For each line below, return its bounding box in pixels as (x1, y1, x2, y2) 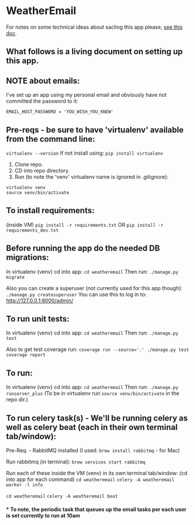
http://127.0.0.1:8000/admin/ (6, 297, 74, 304)
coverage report (6, 352, 46, 358)
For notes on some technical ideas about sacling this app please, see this (6, 23, 183, 30)
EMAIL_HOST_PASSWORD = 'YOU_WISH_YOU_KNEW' (6, 109, 114, 115)
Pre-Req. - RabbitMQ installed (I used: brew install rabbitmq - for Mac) (6, 447, 180, 454)
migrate (6, 274, 25, 280)
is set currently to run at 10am (6, 512, 80, 519)
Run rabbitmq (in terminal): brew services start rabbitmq (6, 458, 146, 465)
